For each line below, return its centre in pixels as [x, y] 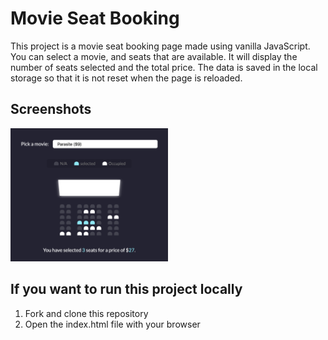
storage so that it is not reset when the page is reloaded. [126, 78]
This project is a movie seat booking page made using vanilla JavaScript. [160, 46]
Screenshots [51, 109]
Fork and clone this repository [86, 313]
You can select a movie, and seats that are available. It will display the [154, 56]
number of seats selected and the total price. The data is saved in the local [164, 67]
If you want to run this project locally [126, 289]
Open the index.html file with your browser [112, 324]
